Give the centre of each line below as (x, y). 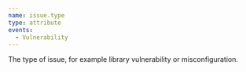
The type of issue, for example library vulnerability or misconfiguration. (123, 59)
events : (21, 30)
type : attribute (35, 23)
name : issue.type (37, 15)
